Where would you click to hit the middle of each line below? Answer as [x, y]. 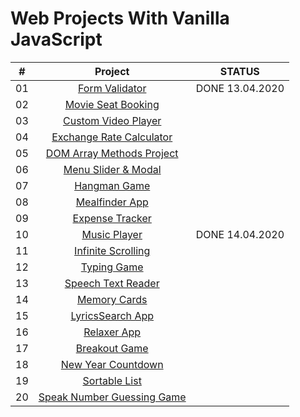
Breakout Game [112, 348]
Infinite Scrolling [112, 250]
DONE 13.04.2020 [240, 88]
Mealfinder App [112, 202]
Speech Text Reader [112, 283]
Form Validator [112, 88]
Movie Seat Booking [112, 104]
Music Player [112, 234]
